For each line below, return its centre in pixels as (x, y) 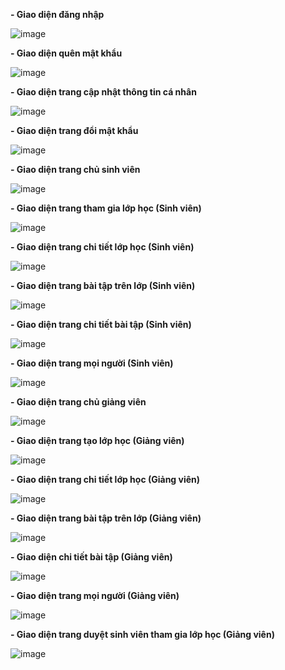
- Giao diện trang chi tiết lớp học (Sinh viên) (102, 247)
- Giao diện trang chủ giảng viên (78, 402)
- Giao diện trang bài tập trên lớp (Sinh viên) (103, 285)
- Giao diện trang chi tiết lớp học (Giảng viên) (105, 479)
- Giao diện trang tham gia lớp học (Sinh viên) (106, 208)
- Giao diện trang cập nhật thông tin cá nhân (103, 92)
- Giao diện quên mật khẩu (66, 53)
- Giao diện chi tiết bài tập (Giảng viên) (91, 557)
